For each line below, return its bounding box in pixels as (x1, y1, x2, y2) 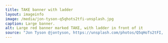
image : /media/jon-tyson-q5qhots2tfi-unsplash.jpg (5, 16, 114, 21)
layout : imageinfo (5, 12, 44, 17)
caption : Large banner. (5, 21, 55, 26)
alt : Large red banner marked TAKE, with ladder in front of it (5, 26, 143, 31)
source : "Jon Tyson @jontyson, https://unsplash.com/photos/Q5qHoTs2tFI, (5, 30, 164, 35)
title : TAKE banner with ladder (5, 7, 73, 12)
